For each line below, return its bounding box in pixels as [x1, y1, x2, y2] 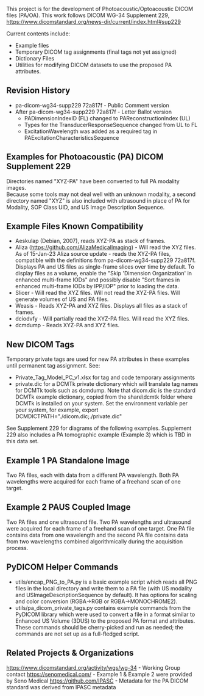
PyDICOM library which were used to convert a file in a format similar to [15, 611, 195, 618]
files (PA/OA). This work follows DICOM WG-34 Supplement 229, [6, 12, 170, 19]
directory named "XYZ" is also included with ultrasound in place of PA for [6, 197, 191, 204]
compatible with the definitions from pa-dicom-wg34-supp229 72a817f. [15, 256, 196, 264]
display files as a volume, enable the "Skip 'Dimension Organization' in [15, 270, 192, 277]
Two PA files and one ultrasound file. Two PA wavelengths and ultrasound [6, 518, 191, 526]
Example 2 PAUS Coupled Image [6, 502, 131, 512]
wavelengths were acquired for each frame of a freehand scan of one [6, 478, 181, 485]
